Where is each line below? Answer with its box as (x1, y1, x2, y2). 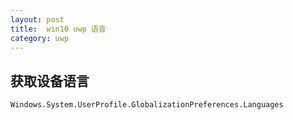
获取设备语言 (10, 72, 90, 90)
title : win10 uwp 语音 (10, 24, 107, 34)
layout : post (10, 14, 65, 25)
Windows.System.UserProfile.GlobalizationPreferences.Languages (10, 100, 284, 110)
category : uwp (10, 33, 70, 43)
